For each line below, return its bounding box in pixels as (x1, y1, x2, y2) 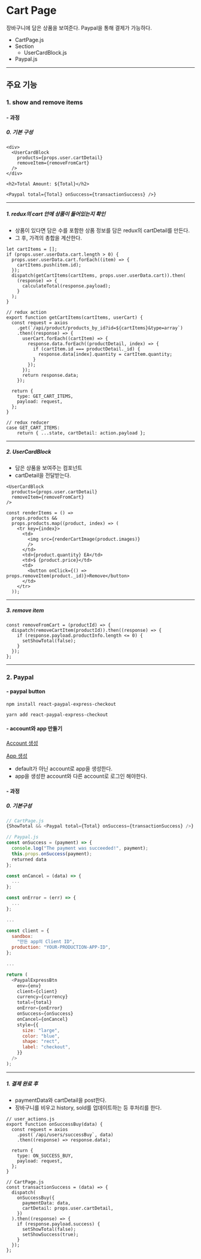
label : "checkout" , (22, 1044, 71, 1050)
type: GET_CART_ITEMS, (17, 393, 74, 399)
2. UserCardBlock (6, 448, 51, 455)
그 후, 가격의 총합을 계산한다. (14, 234, 83, 241)
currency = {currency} (17, 994, 68, 1000)
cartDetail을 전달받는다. (14, 472, 71, 479)
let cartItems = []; (6, 246, 58, 252)
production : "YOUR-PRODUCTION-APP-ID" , (11, 945, 111, 951)
